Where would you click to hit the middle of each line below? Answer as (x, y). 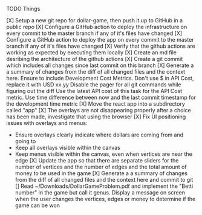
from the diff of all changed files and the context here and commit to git (104, 180)
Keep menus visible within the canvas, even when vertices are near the (103, 154)
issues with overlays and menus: (47, 123)
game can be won (37, 205)
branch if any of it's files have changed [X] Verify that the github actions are (101, 46)
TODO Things (23, 9)
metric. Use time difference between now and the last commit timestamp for (101, 97)
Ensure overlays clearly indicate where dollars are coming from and (99, 135)
